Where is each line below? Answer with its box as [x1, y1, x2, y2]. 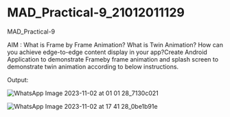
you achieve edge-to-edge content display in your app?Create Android [7, 48, 207, 56]
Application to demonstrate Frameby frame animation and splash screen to [7, 55, 218, 63]
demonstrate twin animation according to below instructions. [7, 62, 179, 70]
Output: [7, 75, 29, 83]
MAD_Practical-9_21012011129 [7, 5, 185, 21]
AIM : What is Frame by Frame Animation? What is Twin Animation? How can [7, 40, 223, 49]
